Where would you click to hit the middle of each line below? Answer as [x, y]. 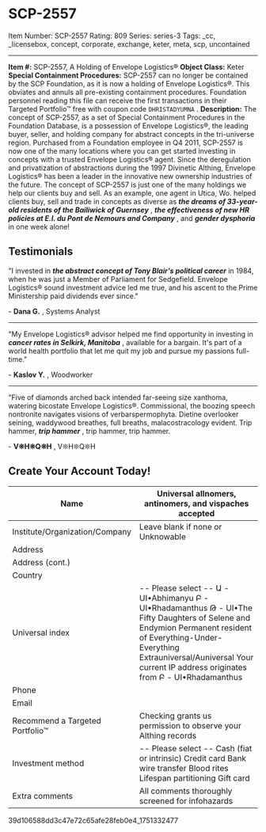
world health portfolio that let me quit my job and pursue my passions [122, 351]
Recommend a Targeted [57, 720]
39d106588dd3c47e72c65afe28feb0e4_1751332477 [93, 820]
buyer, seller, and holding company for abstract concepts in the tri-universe [131, 134]
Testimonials [41, 251]
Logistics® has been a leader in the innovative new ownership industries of [130, 176]
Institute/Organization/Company [72, 531]
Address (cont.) [42, 562]
